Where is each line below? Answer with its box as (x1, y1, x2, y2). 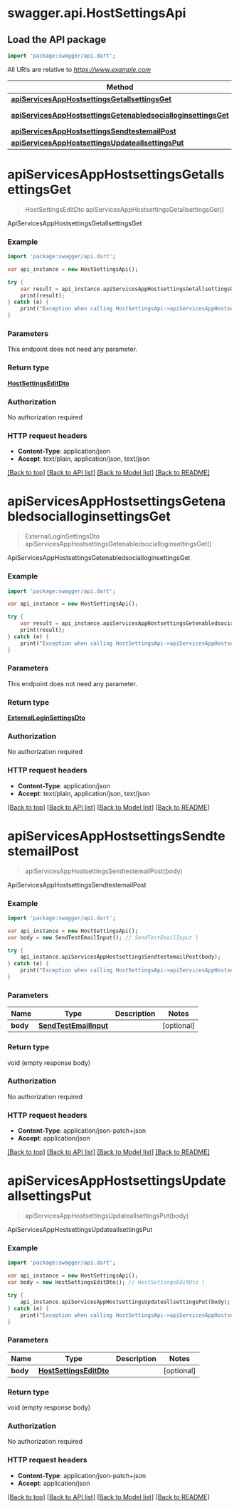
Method (106, 82, 134, 92)
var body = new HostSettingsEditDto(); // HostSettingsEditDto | (7, 1279, 205, 1286)
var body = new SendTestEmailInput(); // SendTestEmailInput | (7, 934, 199, 941)
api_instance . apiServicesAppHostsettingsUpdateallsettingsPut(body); (20, 1298, 231, 1305)
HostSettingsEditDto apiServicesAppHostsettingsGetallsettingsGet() (24, 205, 225, 213)
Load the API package (7, 34, 107, 46)
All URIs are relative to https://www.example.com (7, 65, 152, 73)
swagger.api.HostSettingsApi (7, 5, 186, 21)
